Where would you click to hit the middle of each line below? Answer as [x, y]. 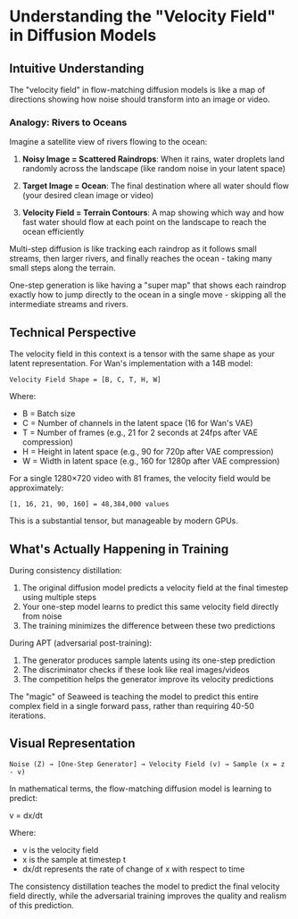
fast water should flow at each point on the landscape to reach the [144, 222]
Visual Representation [72, 744]
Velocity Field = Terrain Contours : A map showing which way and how [153, 213]
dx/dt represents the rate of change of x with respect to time [133, 869]
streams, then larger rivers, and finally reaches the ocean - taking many [141, 259]
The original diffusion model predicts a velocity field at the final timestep [155, 588]
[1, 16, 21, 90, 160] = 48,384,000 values [89, 505]
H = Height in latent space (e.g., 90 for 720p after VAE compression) [148, 452]
